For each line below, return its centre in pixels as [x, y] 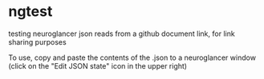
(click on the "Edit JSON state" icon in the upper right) [97, 65]
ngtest [30, 12]
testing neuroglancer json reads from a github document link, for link [122, 34]
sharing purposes [37, 41]
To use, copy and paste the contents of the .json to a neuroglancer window [132, 57]
